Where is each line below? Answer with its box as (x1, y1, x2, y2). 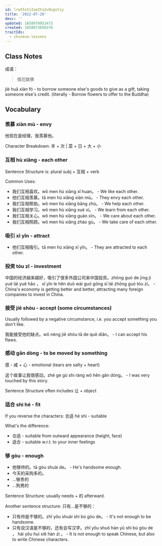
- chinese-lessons (9, 35, 47, 39)
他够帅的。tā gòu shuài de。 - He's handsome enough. (12, 464, 122, 470)
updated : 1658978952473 (5, 20, 53, 26)
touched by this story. (5, 377, 49, 383)
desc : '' (5, 16, 23, 21)
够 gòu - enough (5, 452, 44, 459)
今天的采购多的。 (12, 470, 47, 476)
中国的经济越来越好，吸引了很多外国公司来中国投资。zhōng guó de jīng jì (5, 275, 151, 281)
